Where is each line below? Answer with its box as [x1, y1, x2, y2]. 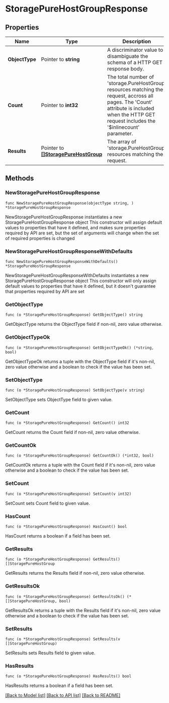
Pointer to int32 [41, 102, 78, 109]
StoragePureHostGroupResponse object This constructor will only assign [5, 278, 157, 284]
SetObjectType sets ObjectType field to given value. [5, 396, 113, 402]
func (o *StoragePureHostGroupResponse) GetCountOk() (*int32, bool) [5, 453, 154, 458]
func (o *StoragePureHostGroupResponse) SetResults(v [5, 637, 121, 642]
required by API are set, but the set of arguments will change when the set [5, 230, 159, 236]
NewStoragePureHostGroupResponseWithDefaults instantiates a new [5, 272, 149, 278]
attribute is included [107, 105, 154, 112]
